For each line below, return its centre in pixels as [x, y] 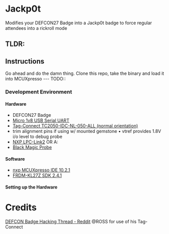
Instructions [25, 61]
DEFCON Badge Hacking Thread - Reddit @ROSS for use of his [71, 221]
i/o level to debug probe [37, 136]
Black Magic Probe [32, 148]
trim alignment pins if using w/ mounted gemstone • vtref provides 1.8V [87, 131]
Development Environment [39, 92]
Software [15, 159]
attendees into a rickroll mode [36, 28]
